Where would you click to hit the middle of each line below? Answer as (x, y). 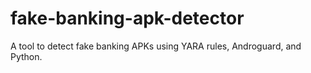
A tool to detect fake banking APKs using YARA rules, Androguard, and (156, 46)
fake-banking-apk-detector (127, 18)
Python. (26, 56)
